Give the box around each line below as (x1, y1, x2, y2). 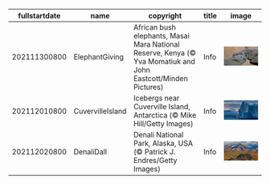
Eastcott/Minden (133, 73, 189, 83)
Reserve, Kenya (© (133, 47, 197, 57)
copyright (148, 10, 182, 20)
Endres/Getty (133, 156, 178, 166)
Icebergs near (133, 93, 180, 103)
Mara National (133, 39, 180, 49)
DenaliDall (73, 147, 107, 157)
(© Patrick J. (133, 147, 176, 157)
